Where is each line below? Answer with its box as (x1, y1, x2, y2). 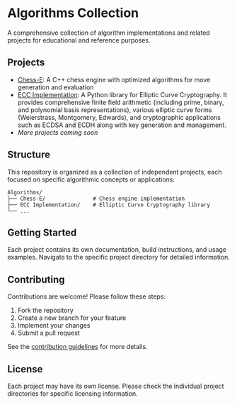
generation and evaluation (17, 83, 94, 91)
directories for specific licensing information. (7, 389, 138, 398)
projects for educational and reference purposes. (7, 35, 151, 44)
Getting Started (7, 226, 77, 238)
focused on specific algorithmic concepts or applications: (7, 175, 175, 184)
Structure (7, 149, 51, 161)
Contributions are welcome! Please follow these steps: (7, 292, 166, 301)
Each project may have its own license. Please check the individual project (7, 382, 224, 390)
